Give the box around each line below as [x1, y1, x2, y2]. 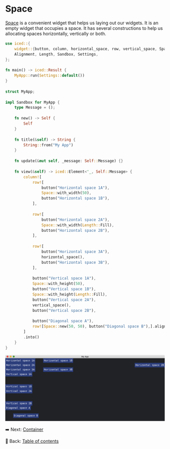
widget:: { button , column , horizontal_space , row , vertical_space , [14, 46, 157, 51]
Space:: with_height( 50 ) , [32, 281, 85, 287]
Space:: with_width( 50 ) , [41, 190, 92, 195]
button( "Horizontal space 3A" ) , [41, 249, 110, 255]
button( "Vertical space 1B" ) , [32, 287, 96, 292]
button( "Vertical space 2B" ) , [32, 308, 96, 313]
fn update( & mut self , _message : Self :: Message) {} [14, 158, 123, 164]
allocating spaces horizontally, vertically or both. [5, 30, 106, 36]
